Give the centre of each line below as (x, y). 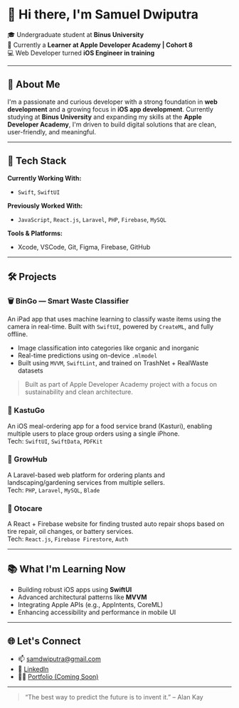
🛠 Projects (32, 277)
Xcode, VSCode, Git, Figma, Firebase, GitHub (84, 247)
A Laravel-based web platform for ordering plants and (86, 475)
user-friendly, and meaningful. (52, 132)
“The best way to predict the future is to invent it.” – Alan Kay (114, 697)
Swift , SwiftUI (39, 192)
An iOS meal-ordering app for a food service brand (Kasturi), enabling (110, 426)
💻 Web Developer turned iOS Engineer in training (81, 53)
